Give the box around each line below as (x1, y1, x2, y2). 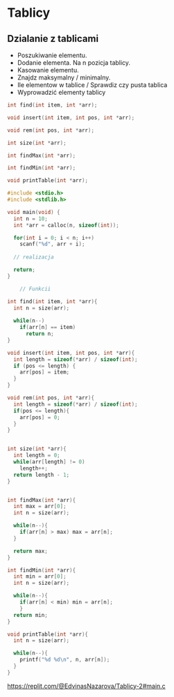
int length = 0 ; (13, 452, 60, 459)
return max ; (13, 547, 49, 555)
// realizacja (13, 254, 54, 261)
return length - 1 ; (13, 471, 70, 478)
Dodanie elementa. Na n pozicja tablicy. (17, 59, 130, 67)
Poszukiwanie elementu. (17, 51, 87, 59)
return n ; (25, 330, 54, 337)
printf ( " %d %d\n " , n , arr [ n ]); (19, 657, 110, 664)
